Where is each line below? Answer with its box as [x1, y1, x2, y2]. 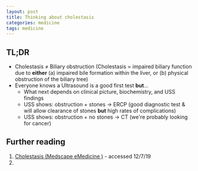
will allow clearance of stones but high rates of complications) [23, 107, 177, 115]
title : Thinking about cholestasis [6, 14, 95, 20]
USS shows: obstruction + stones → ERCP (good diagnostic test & [23, 101, 186, 108]
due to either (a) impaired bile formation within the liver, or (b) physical [14, 69, 188, 77]
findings [23, 94, 44, 102]
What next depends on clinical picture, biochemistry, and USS [23, 88, 175, 96]
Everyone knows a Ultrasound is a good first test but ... [14, 82, 149, 89]
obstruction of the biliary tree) [14, 75, 89, 83]
